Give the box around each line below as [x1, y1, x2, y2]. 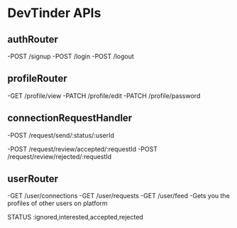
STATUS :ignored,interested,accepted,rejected [7, 213, 143, 222]
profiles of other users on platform [7, 199, 108, 207]
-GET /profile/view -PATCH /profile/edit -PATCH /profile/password [7, 91, 201, 100]
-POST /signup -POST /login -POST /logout [7, 52, 135, 60]
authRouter [7, 33, 59, 45]
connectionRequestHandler [7, 112, 133, 124]
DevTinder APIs [7, 5, 101, 21]
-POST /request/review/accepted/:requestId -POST [7, 144, 158, 153]
